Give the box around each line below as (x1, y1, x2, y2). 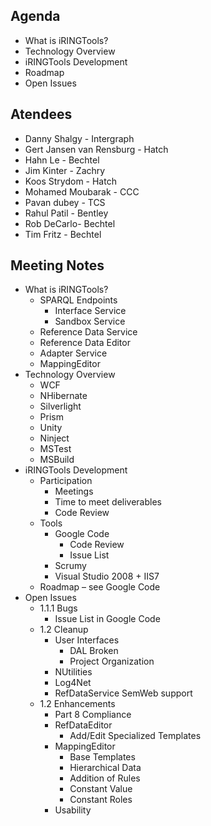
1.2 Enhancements (39, 698, 116, 710)
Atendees (10, 106, 73, 123)
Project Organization (69, 655, 155, 668)
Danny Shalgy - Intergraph (24, 132, 135, 144)
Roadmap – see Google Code (39, 581, 161, 593)
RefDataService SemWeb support (54, 687, 193, 699)
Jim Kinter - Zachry (24, 164, 106, 176)
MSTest (39, 443, 72, 455)
